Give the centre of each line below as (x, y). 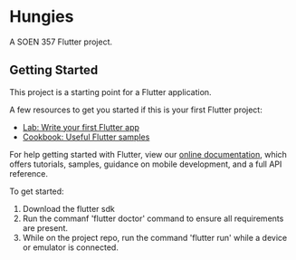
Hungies (42, 17)
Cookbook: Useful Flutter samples (86, 137)
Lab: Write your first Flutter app (81, 127)
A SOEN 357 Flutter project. (61, 42)
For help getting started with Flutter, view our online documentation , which (148, 154)
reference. (29, 173)
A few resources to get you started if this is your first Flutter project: (136, 110)
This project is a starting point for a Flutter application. (110, 91)
